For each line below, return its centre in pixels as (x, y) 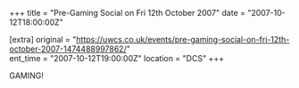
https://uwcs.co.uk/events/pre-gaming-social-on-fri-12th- (183, 40)
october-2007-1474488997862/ (68, 49)
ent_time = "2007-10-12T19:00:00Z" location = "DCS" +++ (117, 58)
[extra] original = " (43, 40)
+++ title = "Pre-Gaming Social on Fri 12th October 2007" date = (128, 13)
